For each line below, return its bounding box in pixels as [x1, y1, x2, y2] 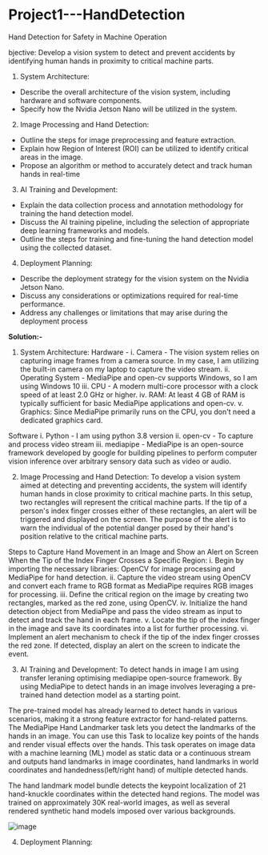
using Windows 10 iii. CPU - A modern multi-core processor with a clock [19, 381, 258, 391]
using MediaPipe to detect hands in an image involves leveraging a [19, 681, 240, 691]
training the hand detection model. [19, 208, 134, 218]
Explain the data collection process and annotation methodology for [19, 200, 244, 210]
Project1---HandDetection [8, 6, 186, 24]
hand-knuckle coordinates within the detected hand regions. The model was [8, 789, 260, 798]
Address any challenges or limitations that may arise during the [19, 307, 228, 317]
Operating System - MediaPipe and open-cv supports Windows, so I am [19, 372, 258, 382]
